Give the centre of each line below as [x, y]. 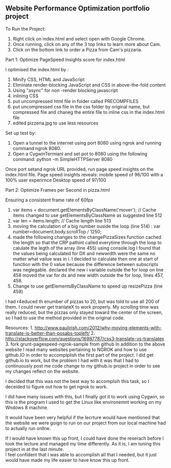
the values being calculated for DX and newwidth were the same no [84, 253]
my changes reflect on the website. [42, 371]
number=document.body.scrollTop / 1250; [57, 231]
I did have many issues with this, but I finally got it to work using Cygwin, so [85, 396]
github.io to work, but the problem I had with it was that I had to [72, 360]
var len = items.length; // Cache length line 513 [62, 220]
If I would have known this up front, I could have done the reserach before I [84, 438]
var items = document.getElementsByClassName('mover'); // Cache [84, 210]
